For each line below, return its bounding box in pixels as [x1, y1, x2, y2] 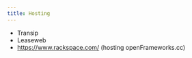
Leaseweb [16, 35, 46, 44]
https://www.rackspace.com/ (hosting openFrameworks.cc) [16, 43, 186, 51]
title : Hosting [7, 10, 51, 17]
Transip [16, 29, 39, 37]
